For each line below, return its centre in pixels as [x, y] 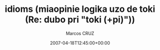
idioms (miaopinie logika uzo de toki [80, 9]
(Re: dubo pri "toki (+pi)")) [80, 20]
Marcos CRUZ [80, 33]
